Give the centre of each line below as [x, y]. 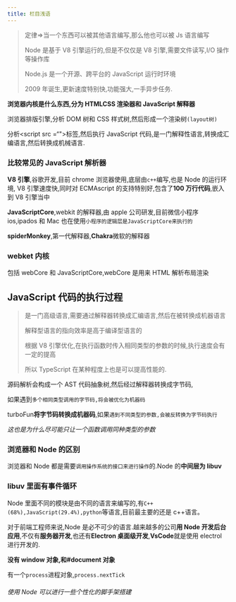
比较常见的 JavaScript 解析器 [57, 163]
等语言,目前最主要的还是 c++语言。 [153, 512]
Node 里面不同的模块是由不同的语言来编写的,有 [76, 503]
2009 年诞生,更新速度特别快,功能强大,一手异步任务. [98, 88]
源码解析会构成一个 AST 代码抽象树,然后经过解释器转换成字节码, [100, 384]
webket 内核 [29, 256]
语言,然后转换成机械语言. [49, 143]
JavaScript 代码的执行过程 [65, 297]
